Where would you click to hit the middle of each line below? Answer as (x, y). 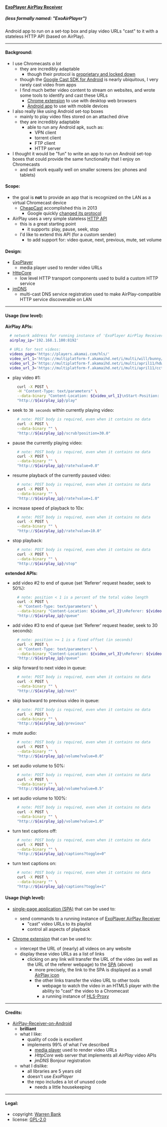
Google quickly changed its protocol (64, 213)
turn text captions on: (34, 863)
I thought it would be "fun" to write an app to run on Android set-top (82, 153)
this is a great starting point (48, 224)
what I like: (31, 1034)
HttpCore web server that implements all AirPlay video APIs (95, 1055)
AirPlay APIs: (19, 326)
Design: (13, 251)
